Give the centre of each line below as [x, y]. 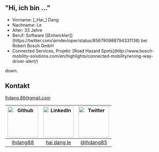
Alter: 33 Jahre [27, 30]
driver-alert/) [25, 61]
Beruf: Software [28, 35]
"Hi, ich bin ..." [28, 8]
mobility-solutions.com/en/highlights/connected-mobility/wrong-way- [82, 56]
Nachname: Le [27, 25]
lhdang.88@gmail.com [28, 97]
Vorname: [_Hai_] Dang [35, 19]
